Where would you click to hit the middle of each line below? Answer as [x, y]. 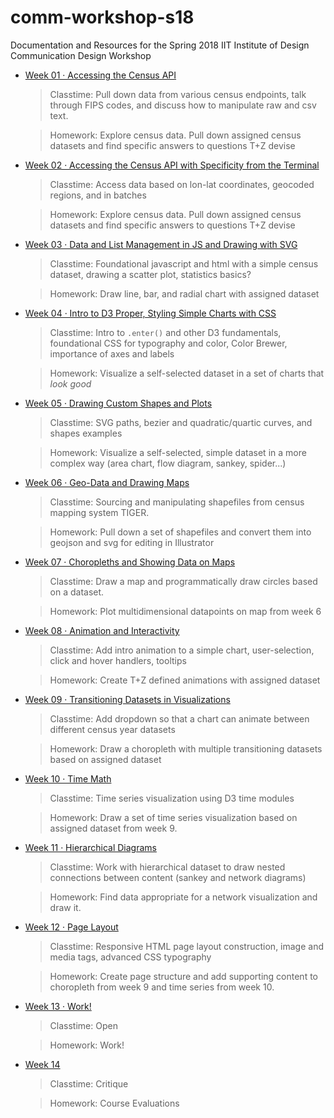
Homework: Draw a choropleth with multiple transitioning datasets [186, 748]
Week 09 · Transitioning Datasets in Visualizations [127, 699]
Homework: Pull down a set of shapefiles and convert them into [180, 532]
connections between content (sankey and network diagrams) [178, 877]
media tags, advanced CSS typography [130, 957]
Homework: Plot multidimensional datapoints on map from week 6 [185, 611]
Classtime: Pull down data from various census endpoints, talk [178, 94]
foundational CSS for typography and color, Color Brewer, [168, 343]
